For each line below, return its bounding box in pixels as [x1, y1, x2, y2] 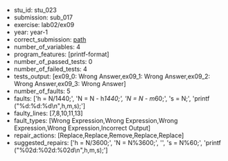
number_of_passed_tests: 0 [13, 58, 93, 65]
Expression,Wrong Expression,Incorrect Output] [13, 124, 151, 132]
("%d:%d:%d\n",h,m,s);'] [13, 102, 85, 110]
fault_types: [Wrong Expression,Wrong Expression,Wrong [13, 117, 178, 124]
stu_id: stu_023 [13, 6, 57, 14]
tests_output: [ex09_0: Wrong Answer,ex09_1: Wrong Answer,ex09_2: [13, 72, 211, 80]
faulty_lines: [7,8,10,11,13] [13, 109, 83, 117]
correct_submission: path [13, 35, 87, 44]
